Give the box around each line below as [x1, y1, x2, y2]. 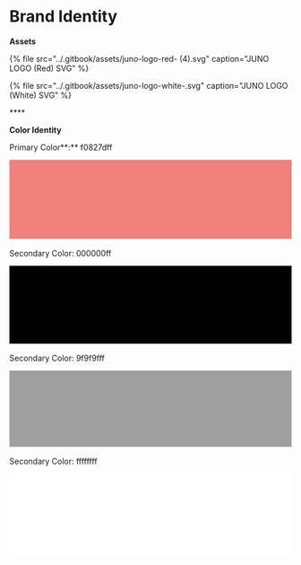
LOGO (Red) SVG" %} [9, 63, 90, 74]
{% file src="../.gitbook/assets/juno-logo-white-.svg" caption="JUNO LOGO [9, 80, 288, 91]
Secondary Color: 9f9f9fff [9, 352, 106, 364]
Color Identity [9, 124, 62, 135]
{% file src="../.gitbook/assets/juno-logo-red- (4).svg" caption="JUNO [9, 53, 270, 64]
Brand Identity [9, 6, 118, 27]
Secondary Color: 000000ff [9, 248, 112, 258]
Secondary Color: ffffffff [9, 456, 98, 466]
